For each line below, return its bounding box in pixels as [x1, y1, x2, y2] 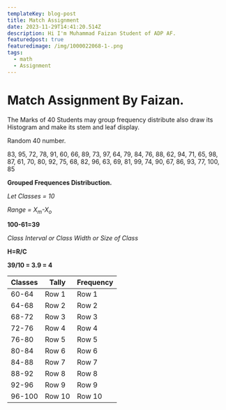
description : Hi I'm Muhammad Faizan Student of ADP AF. [7, 29, 176, 37]
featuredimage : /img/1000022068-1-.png [7, 43, 123, 50]
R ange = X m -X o [7, 205, 52, 215]
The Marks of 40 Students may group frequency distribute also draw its [7, 115, 213, 124]
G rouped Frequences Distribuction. [7, 178, 112, 186]
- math [13, 56, 33, 63]
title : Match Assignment [7, 17, 80, 24]
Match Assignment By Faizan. [7, 92, 184, 108]
